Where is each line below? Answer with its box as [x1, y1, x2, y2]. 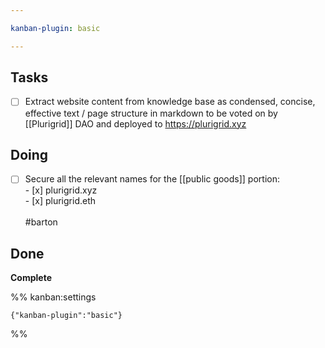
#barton [24, 216, 58, 228]
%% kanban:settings [10, 291, 97, 303]
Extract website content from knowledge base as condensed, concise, [24, 96, 316, 108]
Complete [10, 272, 53, 284]
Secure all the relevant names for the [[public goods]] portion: [24, 173, 280, 185]
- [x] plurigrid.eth [24, 195, 97, 207]
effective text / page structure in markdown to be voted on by [24, 107, 278, 119]
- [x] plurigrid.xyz [24, 184, 98, 196]
